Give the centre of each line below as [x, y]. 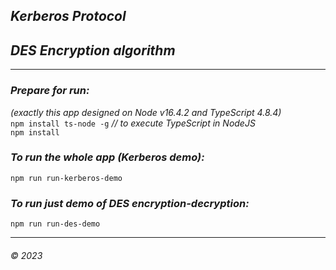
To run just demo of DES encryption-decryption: [130, 203]
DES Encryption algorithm [93, 50]
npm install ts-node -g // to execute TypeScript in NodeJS [133, 123]
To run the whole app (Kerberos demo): [107, 157]
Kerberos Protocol [68, 16]
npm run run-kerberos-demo [66, 178]
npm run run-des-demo [55, 224]
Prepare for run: [50, 91]
